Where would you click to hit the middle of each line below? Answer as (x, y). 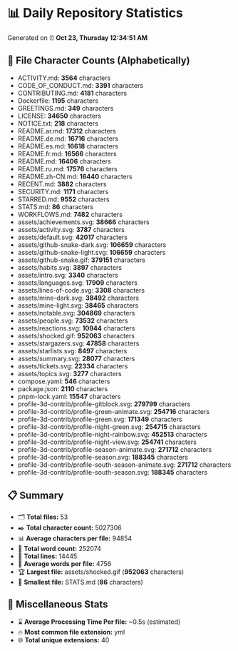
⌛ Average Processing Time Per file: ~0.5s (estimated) (99, 622)
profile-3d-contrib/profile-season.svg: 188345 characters (103, 457)
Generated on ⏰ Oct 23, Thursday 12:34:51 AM (78, 37)
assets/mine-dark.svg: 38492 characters (78, 298)
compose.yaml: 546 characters (64, 381)
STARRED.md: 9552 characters (63, 199)
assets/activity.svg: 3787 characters (71, 229)
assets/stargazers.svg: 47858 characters (78, 343)
